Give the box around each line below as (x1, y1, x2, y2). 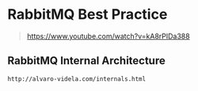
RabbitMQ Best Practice (7, 5, 168, 24)
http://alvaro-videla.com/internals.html (7, 75, 147, 83)
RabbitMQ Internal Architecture (7, 54, 166, 67)
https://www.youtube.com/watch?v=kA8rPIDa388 (26, 31, 191, 41)
